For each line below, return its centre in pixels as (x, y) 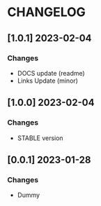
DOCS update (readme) (51, 73)
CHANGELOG (46, 12)
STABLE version (40, 138)
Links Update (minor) (48, 81)
